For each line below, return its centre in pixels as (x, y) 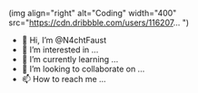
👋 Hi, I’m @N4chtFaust (64, 40)
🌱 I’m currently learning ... (70, 59)
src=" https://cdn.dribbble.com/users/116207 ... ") (99, 23)
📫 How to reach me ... (64, 79)
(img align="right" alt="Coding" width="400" (93, 13)
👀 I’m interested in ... (60, 50)
